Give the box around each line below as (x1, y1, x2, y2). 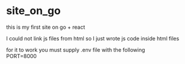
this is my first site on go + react (6, 23, 85, 31)
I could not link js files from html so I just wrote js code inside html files (6, 35, 180, 42)
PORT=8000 (6, 52, 37, 59)
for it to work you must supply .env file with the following (6, 46, 146, 53)
